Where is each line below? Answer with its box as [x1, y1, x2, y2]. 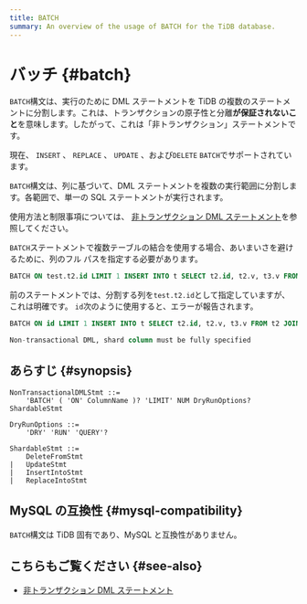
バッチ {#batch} [9, 64, 132, 85]
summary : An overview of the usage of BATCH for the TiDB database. [9, 22, 276, 31]
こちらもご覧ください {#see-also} [9, 558, 203, 574]
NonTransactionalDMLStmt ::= [9, 387, 121, 397]
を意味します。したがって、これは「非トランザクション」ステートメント [17, 119, 289, 130]
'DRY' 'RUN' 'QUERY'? [26, 428, 108, 437]
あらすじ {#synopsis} [9, 363, 132, 379]
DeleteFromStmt [26, 451, 84, 461]
